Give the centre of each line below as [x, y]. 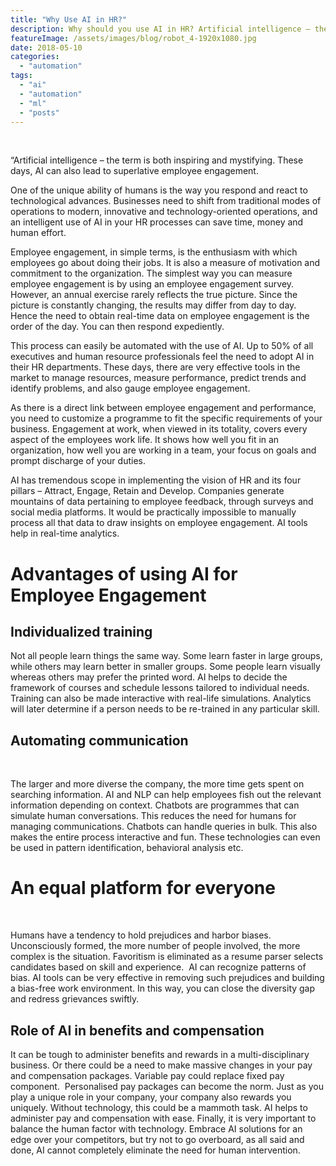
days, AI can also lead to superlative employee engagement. [134, 171]
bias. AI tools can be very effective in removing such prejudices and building [167, 978]
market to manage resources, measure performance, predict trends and [158, 378]
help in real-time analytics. [65, 533]
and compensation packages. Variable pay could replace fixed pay [147, 1075]
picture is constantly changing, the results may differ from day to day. [153, 305]
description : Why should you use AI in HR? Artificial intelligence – [160, 29]
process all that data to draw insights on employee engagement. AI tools [159, 523]
